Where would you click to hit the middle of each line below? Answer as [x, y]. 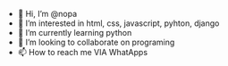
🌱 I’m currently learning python [75, 33]
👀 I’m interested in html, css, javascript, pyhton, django [118, 23]
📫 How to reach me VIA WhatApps [83, 52]
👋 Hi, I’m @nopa [47, 14]
